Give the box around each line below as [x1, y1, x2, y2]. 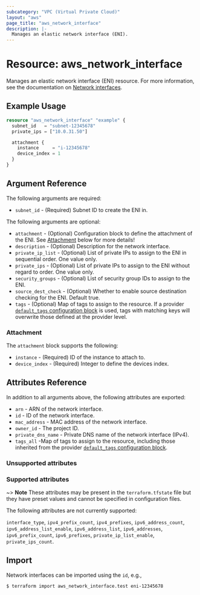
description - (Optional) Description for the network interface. [15, 242, 170, 249]
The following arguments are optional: [6, 218, 101, 225]
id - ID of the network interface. [15, 411, 95, 419]
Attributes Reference [6, 378, 87, 388]
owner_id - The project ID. [15, 424, 80, 432]
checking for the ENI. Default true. [15, 294, 100, 301]
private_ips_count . [6, 538, 54, 545]
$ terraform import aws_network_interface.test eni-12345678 [6, 583, 164, 589]
